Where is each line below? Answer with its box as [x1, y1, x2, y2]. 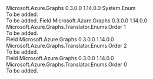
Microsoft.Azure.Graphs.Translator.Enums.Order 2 [6, 42, 128, 49]
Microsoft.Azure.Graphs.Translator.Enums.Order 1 [6, 24, 127, 30]
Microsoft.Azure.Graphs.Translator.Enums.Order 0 [6, 61, 128, 68]
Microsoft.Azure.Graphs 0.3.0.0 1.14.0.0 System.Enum [6, 5, 136, 11]
